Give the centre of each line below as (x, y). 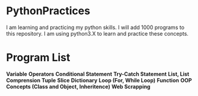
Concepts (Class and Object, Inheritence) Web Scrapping (78, 87)
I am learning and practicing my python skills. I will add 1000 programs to (95, 27)
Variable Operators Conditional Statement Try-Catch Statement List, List (98, 74)
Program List (38, 58)
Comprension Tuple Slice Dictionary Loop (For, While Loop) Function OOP (99, 80)
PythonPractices (48, 11)
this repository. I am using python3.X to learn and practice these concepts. (97, 33)
